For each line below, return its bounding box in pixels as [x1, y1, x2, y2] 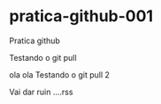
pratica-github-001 [9, 6, 153, 26]
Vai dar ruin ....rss [9, 86, 73, 97]
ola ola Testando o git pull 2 [9, 69, 111, 80]
